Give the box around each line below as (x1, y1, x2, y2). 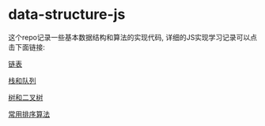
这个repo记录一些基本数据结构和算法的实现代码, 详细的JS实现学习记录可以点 (8, 32, 258, 42)
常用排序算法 (8, 109, 50, 119)
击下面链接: (8, 42, 46, 52)
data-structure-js (8, 6, 126, 24)
